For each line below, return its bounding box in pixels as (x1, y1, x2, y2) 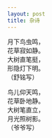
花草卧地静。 (7, 96, 44, 105)
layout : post (7, 10, 46, 18)
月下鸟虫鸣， (7, 37, 44, 46)
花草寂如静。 (7, 46, 44, 54)
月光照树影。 (7, 114, 44, 122)
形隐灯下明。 (7, 64, 44, 72)
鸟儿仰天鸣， (7, 88, 44, 96)
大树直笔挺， (7, 54, 44, 64)
